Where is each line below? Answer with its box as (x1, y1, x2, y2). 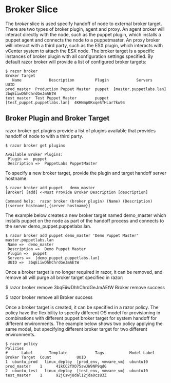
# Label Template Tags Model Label (5, 350, 155, 355)
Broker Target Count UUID (5, 355, 86, 360)
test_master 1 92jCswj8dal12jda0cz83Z (5, 373, 107, 378)
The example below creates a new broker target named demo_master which (5, 212, 166, 218)
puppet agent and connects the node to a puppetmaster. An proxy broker (5, 37, 160, 43)
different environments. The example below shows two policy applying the (5, 320, 163, 327)
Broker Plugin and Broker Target (5, 114, 110, 123)
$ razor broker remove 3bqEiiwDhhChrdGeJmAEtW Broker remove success (5, 284, 165, 290)
